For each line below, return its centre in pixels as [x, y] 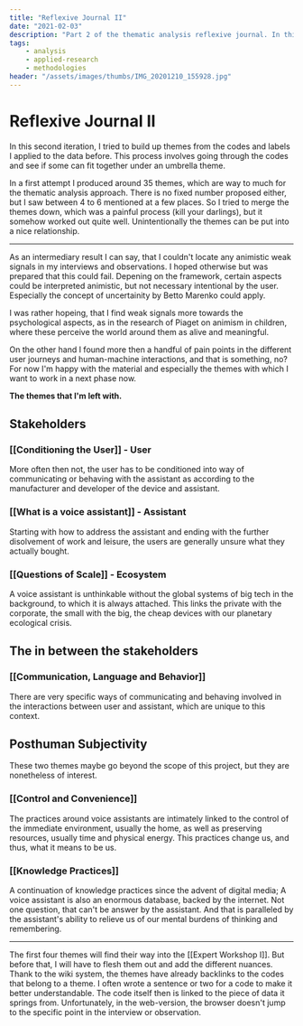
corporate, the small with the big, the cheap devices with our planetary [141, 613]
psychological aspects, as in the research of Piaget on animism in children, [148, 322]
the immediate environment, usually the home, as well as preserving [136, 828]
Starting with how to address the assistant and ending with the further [139, 532]
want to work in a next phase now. [73, 378]
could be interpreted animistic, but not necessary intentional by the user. [144, 285]
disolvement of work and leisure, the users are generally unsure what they [147, 541]
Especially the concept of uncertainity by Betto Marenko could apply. [138, 295]
